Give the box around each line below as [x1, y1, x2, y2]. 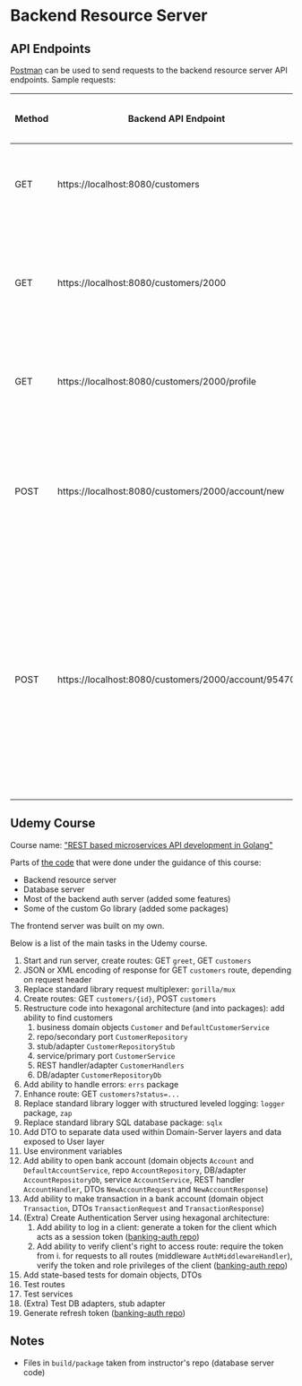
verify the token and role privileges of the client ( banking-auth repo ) [36, 1260, 289, 1270]
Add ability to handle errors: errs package [22, 1078, 179, 1089]
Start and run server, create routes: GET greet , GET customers [22, 955, 252, 966]
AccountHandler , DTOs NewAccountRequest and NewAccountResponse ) [22, 1183, 269, 1194]
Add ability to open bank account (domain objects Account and [22, 1155, 255, 1165]
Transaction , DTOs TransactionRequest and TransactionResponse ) [22, 1202, 265, 1213]
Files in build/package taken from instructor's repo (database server [22, 1357, 274, 1368]
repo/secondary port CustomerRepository [36, 1031, 188, 1042]
